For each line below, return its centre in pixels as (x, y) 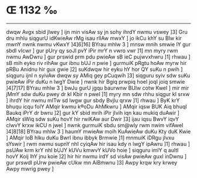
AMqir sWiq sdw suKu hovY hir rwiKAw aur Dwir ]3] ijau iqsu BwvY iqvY (93, 119)
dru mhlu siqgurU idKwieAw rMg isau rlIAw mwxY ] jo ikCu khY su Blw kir (94, 38)
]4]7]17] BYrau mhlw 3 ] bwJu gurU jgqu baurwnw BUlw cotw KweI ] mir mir (98, 88)
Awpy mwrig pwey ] (30, 169)
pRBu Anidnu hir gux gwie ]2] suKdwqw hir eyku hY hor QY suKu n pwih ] (94, 69)
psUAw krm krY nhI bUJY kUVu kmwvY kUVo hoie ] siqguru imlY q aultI (92, 150)
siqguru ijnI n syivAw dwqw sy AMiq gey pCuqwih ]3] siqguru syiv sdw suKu (98, 75)
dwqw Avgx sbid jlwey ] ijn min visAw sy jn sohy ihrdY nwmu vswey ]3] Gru (97, 32)
